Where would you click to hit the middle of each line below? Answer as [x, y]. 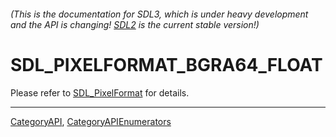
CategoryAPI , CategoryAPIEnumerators [91, 121]
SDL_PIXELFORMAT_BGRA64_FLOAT [166, 64]
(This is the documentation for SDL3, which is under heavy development [159, 14]
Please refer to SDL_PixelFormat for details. [100, 92]
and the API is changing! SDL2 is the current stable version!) [135, 24]
